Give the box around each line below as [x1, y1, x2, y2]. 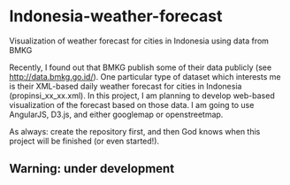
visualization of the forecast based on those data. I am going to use [9, 99, 255, 110]
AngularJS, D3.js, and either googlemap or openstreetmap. [9, 109, 224, 119]
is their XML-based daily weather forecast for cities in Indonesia [9, 81, 242, 91]
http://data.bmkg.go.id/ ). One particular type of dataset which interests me [9, 71, 281, 81]
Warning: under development [9, 161, 175, 176]
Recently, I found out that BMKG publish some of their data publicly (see [9, 62, 272, 73]
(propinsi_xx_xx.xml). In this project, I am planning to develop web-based [9, 90, 276, 101]
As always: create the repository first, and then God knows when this [9, 126, 261, 136]
